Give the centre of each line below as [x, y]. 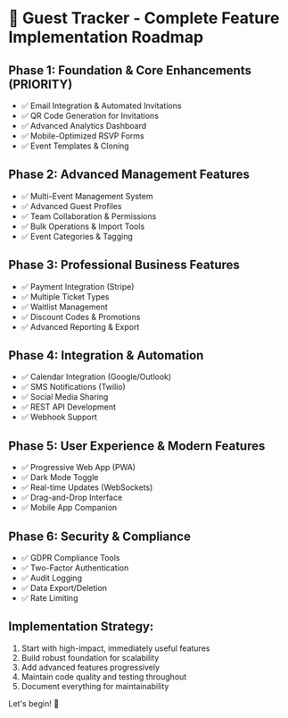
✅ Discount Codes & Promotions [81, 317]
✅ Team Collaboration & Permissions [89, 216]
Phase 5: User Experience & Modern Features [137, 446]
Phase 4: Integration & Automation [106, 355]
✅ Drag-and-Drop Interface [72, 498]
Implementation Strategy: [81, 626]
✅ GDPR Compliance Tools [70, 558]
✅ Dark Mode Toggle [60, 477]
